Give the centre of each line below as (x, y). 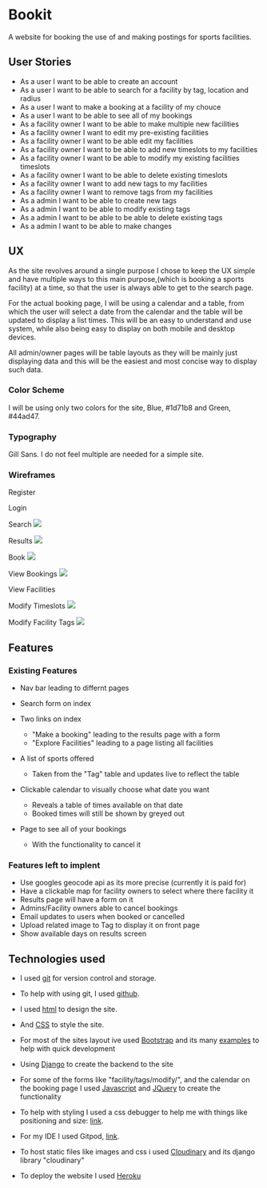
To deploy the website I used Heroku (80, 1176)
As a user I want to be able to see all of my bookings (106, 115)
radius (30, 98)
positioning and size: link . (62, 1121)
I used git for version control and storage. (88, 978)
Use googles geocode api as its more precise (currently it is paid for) (133, 883)
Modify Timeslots (37, 606)
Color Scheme (37, 390)
